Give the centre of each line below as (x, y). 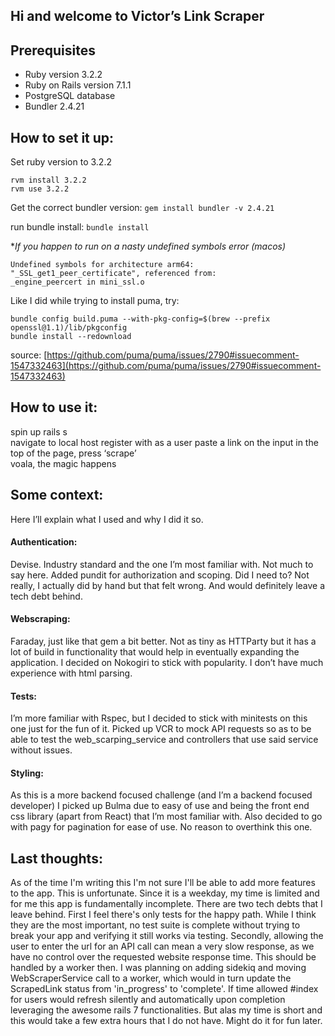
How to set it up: (62, 137)
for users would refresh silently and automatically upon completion (148, 1000)
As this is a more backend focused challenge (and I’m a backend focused (161, 795)
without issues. (41, 750)
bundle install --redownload (71, 337)
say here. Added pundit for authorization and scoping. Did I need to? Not (160, 575)
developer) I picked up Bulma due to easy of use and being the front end (160, 806)
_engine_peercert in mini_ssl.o (77, 282)
